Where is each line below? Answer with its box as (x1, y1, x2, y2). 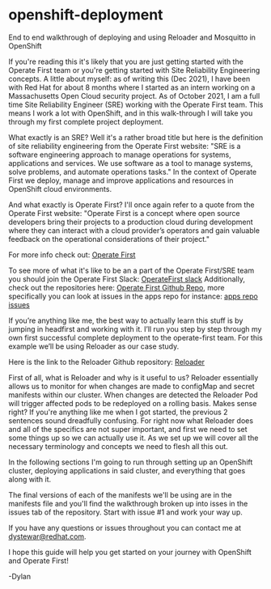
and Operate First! (8, 556, 69, 566)
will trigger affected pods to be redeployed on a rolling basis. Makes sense (8, 398, 257, 408)
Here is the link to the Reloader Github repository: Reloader (8, 357, 205, 367)
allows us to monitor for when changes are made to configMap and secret (8, 381, 255, 391)
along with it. (8, 474, 52, 484)
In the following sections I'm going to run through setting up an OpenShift (8, 457, 253, 467)
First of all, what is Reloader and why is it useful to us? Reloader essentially (8, 372, 259, 382)
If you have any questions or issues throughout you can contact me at (8, 523, 241, 532)
